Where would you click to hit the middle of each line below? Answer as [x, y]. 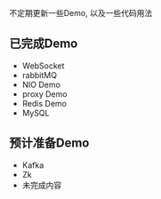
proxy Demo [44, 94]
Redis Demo [44, 103]
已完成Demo [44, 44]
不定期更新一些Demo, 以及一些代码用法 [81, 13]
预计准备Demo [49, 143]
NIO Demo [41, 84]
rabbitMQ [40, 75]
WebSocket [43, 66]
